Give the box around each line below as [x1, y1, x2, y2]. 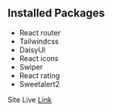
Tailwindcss [19, 36, 59, 46]
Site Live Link [7, 94, 52, 104]
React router [19, 27, 61, 37]
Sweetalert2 [19, 79, 60, 89]
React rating [19, 70, 61, 80]
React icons [19, 53, 59, 63]
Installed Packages [7, 6, 106, 20]
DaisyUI [19, 44, 46, 55]
